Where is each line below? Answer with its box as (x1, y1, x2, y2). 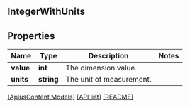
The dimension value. (65, 63, 137, 73)
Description (88, 51, 129, 61)
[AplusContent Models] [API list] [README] (7, 92, 133, 102)
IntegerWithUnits (7, 6, 86, 18)
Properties (7, 30, 55, 42)
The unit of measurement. (65, 75, 152, 85)
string (38, 75, 59, 85)
